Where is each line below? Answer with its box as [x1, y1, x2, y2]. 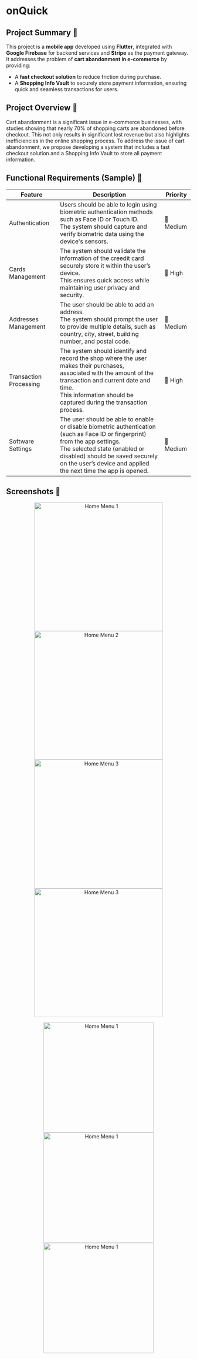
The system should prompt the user [60, 315, 158, 323]
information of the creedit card [60, 254, 144, 262]
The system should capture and [60, 222, 148, 231]
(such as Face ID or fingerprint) [60, 429, 147, 438]
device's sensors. [60, 237, 108, 245]
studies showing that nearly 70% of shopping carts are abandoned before [6, 125, 185, 132]
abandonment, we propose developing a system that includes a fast [6, 143, 170, 151]
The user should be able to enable [60, 415, 154, 423]
